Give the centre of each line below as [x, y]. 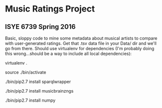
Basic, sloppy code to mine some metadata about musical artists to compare [81, 38]
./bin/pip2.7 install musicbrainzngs [39, 91]
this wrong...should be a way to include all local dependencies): [68, 54]
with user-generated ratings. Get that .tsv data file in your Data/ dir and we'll [81, 43]
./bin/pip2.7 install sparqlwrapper [38, 81]
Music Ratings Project [50, 9]
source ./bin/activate [26, 72]
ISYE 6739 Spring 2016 [40, 27]
